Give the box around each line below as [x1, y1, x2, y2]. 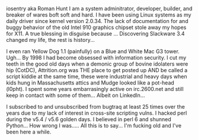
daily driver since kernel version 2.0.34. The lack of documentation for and [6, 18, 189, 24]
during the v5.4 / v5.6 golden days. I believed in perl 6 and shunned [6, 116, 172, 123]
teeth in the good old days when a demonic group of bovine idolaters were [6, 60, 189, 67]
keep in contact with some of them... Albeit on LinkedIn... [6, 92, 145, 99]
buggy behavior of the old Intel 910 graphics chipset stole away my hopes [6, 24, 187, 31]
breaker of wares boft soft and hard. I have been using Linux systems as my [6, 11, 191, 18]
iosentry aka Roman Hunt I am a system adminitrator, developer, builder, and [6, 5, 193, 12]
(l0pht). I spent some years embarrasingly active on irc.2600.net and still [6, 86, 184, 92]
